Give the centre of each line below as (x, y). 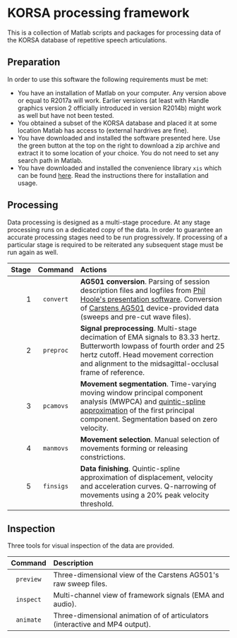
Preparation (34, 62)
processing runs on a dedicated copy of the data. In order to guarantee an (115, 229)
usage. (28, 183)
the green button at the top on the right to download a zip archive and (119, 145)
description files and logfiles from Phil (143, 290)
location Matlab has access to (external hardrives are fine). (103, 130)
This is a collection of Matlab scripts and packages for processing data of (114, 32)
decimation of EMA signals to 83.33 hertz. (150, 337)
